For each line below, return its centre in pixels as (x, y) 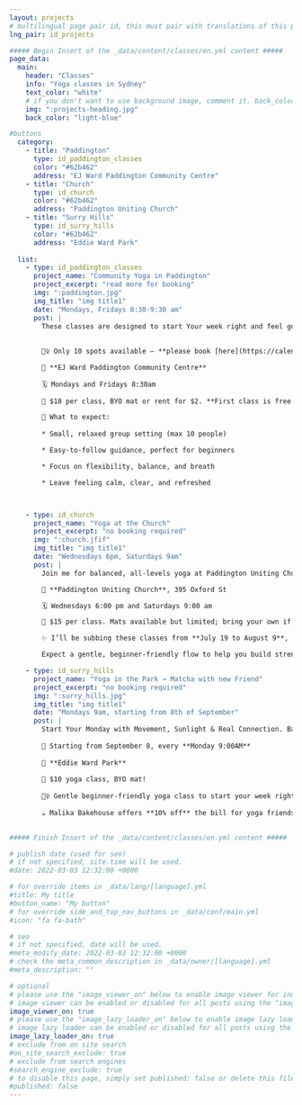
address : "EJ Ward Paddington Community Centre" (126, 175)
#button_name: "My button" (60, 903)
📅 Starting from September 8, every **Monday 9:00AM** (147, 746)
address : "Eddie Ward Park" (86, 243)
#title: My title (42, 895)
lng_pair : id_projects (52, 34)
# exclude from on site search (68, 1045)
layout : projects (42, 18)
